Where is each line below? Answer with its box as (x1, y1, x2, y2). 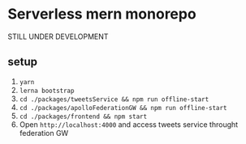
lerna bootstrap (19, 87, 75, 95)
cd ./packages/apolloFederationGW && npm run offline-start (19, 104, 227, 112)
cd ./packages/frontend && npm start (19, 112, 148, 121)
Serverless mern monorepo (7, 5, 196, 23)
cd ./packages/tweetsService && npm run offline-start (19, 95, 209, 104)
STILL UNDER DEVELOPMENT (7, 32, 109, 41)
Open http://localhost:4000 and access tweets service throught (19, 119, 239, 129)
